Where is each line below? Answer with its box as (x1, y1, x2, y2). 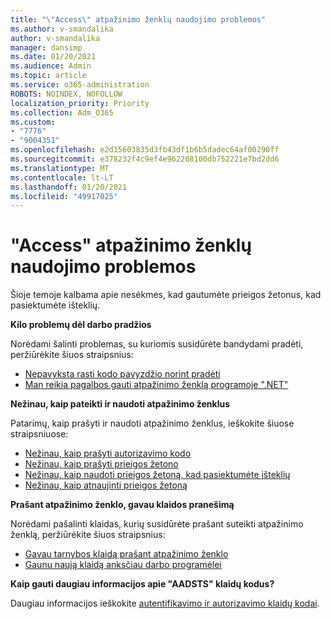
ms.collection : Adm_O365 (10, 107, 114, 118)
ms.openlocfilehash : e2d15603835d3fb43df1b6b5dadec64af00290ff (10, 145, 280, 155)
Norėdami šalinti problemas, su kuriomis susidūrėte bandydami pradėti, (10, 338, 304, 350)
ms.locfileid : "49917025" (10, 191, 118, 201)
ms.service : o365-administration (10, 80, 150, 90)
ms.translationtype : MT (10, 163, 110, 173)
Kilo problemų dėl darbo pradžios (10, 319, 152, 331)
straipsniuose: (10, 428, 69, 440)
